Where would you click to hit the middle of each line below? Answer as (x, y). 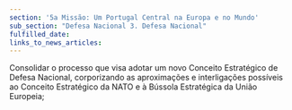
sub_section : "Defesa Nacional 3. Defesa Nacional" (108, 26)
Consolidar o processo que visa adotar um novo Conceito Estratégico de (144, 68)
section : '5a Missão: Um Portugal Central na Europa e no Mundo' (134, 17)
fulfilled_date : (40, 34)
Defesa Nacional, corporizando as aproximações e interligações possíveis (146, 78)
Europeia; (27, 97)
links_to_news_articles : (56, 42)
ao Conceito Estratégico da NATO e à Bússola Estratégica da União (133, 87)
